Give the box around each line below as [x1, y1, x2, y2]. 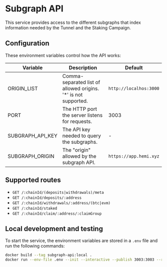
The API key [62, 126, 90, 133]
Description [69, 64, 97, 71]
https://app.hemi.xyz [108, 153, 160, 159]
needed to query [62, 132, 101, 139]
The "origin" [62, 146, 91, 153]
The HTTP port [62, 105, 97, 112]
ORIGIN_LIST [7, 85, 38, 92]
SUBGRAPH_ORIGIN [7, 153, 55, 160]
